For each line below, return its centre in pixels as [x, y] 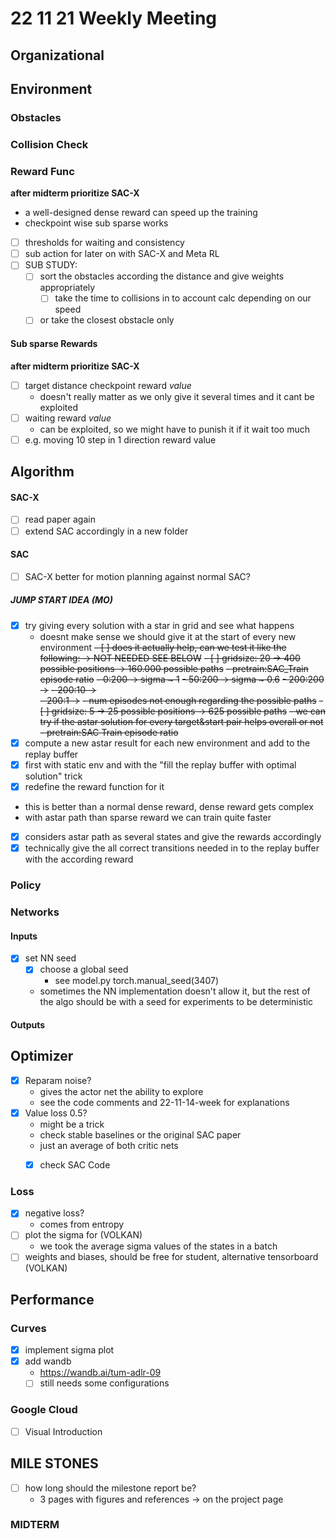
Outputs [28, 1024]
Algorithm [42, 472]
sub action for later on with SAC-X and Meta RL [122, 254]
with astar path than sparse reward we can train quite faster [148, 818]
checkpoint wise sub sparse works [96, 223]
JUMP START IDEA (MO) [62, 600]
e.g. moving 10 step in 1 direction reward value [120, 439]
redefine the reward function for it [94, 787]
